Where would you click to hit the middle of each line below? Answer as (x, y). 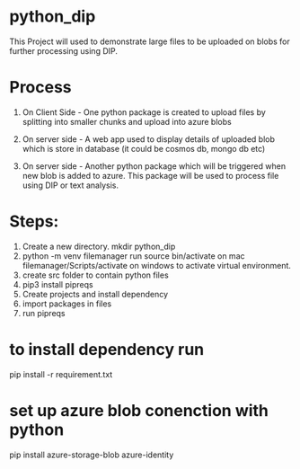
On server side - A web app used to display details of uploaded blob (149, 139)
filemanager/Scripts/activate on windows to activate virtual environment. (157, 265)
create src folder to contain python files (95, 275)
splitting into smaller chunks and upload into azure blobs (127, 121)
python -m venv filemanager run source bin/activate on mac (133, 256)
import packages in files (67, 304)
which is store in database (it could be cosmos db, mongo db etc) (144, 148)
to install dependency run (107, 350)
